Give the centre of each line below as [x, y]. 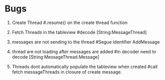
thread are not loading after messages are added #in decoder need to [84, 51]
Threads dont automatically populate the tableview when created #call [85, 66]
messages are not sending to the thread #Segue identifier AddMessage [86, 42]
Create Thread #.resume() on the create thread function [70, 22]
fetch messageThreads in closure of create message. [67, 72]
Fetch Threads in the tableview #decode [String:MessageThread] [79, 32]
